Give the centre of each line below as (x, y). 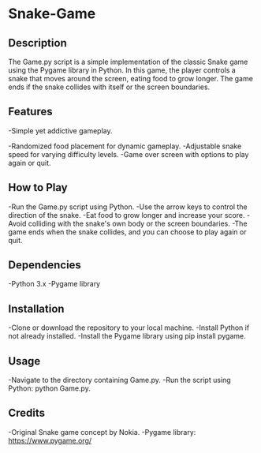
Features (30, 112)
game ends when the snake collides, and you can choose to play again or (127, 232)
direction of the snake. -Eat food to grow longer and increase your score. (127, 215)
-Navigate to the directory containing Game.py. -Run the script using (119, 380)
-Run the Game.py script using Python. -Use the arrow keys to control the (128, 207)
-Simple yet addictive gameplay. (60, 130)
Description (37, 43)
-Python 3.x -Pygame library (54, 284)
